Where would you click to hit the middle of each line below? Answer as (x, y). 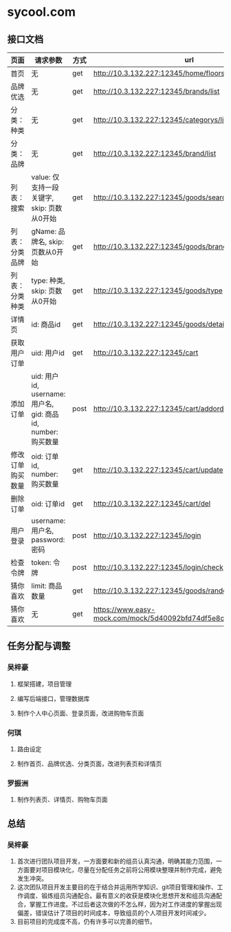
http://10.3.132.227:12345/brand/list (155, 153)
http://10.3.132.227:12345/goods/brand (160, 247)
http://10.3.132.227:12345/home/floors (159, 73)
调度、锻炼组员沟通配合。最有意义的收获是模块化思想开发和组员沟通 (120, 895)
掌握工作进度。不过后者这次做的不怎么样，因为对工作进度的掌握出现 (125, 904)
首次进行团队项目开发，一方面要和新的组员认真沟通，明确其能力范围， (117, 861)
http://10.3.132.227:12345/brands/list (156, 91)
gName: (44, 231)
